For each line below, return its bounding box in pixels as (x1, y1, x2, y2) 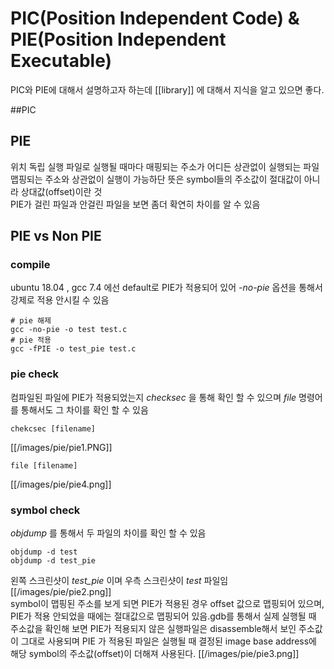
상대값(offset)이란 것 (20, 185, 103, 197)
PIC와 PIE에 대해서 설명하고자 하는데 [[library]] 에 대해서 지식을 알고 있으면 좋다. (10, 83, 325, 96)
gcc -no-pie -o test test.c (10, 325, 128, 335)
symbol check (10, 503, 81, 517)
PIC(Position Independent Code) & (10, 7, 300, 30)
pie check (10, 367, 60, 381)
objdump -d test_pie (10, 556, 97, 566)
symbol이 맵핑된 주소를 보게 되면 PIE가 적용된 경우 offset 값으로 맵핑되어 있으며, (10, 598, 325, 610)
